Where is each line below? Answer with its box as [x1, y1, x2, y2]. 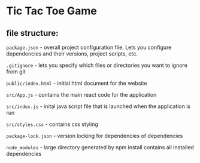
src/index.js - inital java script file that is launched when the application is [6, 103, 191, 110]
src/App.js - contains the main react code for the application [6, 91, 157, 98]
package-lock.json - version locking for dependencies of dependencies [6, 133, 183, 139]
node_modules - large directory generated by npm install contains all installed [6, 144, 195, 150]
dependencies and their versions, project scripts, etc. [6, 50, 138, 57]
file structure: [6, 28, 59, 38]
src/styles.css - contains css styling [6, 121, 99, 128]
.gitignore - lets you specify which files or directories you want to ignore [6, 61, 187, 69]
